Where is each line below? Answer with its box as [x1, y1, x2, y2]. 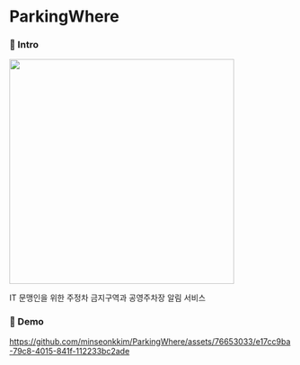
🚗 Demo [9, 316, 45, 328]
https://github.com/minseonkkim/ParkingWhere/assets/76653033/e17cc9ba [9, 335, 291, 347]
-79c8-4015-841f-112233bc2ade [9, 345, 130, 356]
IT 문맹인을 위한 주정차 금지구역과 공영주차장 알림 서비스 [9, 292, 207, 303]
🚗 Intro [9, 39, 39, 51]
